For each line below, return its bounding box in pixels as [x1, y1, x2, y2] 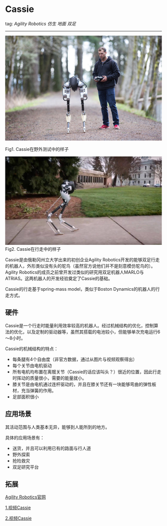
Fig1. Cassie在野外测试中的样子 [5, 146, 69, 152]
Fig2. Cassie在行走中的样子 [5, 246, 61, 252]
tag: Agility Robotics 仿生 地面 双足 [5, 20, 76, 26]
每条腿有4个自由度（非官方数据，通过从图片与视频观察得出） [12, 356, 138, 362]
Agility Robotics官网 [5, 494, 46, 500]
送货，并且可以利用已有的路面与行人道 [12, 445, 91, 451]
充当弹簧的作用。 [21, 387, 56, 393]
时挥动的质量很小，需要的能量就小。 [12, 375, 87, 381]
